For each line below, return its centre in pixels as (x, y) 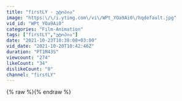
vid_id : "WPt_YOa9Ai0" (35, 23)
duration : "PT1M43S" (33, 52)
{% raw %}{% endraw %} (39, 92)
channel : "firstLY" (31, 75)
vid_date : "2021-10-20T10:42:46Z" (51, 47)
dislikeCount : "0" (30, 69)
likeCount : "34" (27, 63)
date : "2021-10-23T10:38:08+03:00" (52, 40)
